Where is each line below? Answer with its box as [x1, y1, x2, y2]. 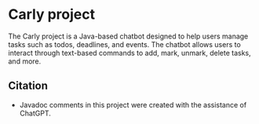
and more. [8, 57, 42, 66]
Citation [8, 79, 49, 93]
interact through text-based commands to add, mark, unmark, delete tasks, [8, 48, 251, 57]
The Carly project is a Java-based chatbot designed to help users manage [8, 31, 249, 41]
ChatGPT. [19, 108, 51, 118]
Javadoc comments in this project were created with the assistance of [19, 100, 247, 109]
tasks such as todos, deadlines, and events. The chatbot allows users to [8, 39, 241, 49]
